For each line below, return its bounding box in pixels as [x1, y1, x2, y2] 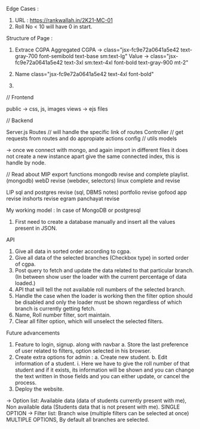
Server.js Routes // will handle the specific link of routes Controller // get [6, 129, 184, 135]
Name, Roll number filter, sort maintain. [14, 311, 112, 318]
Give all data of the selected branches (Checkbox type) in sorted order [14, 254, 189, 261]
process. [14, 379, 37, 386]
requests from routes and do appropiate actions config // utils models [6, 135, 177, 142]
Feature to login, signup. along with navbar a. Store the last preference [14, 341, 189, 348]
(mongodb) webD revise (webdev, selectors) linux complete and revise [6, 177, 180, 184]
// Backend [6, 117, 33, 124]
